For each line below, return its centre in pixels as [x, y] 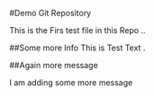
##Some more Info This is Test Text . [77, 48]
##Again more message [54, 65]
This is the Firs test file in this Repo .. [77, 30]
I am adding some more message [71, 83]
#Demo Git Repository [50, 13]
